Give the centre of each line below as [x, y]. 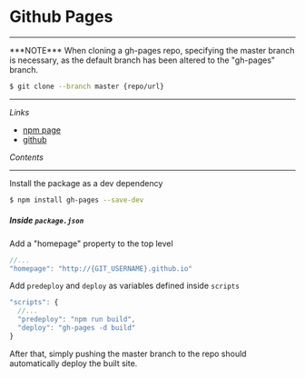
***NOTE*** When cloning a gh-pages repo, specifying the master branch [152, 50]
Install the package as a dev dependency [86, 183]
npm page [42, 130]
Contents [26, 157]
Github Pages [61, 17]
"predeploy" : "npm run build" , [77, 320]
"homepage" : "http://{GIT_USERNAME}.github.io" [101, 269]
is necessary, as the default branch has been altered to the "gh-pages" [142, 60]
